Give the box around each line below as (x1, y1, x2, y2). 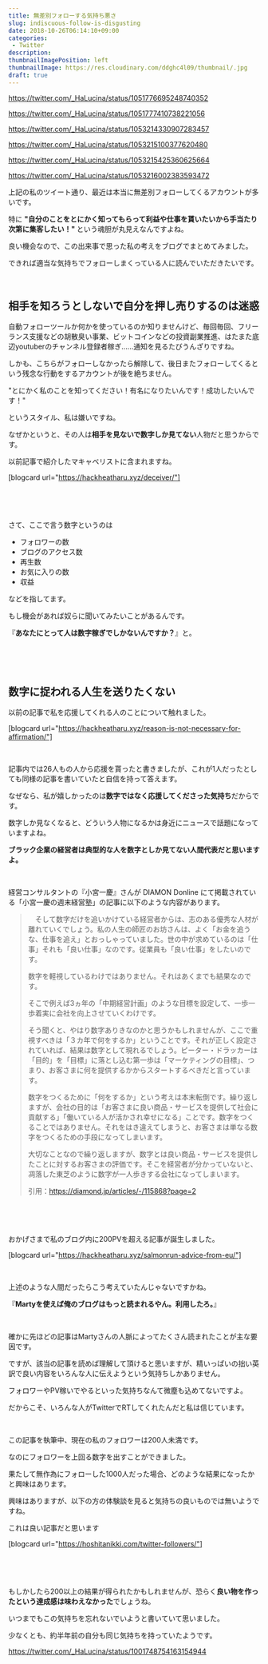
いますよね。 (8, 828, 50, 838)
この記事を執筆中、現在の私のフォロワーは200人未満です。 (8, 1435, 203, 1445)
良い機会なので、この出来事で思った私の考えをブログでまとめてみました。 (8, 241, 253, 250)
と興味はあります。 (8, 1479, 71, 1489)
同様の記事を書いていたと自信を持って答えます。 (22, 774, 182, 784)
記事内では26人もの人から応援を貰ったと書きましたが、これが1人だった (8, 764, 243, 774)
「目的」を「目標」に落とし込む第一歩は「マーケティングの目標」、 (27, 1055, 248, 1065)
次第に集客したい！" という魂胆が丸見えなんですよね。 (8, 224, 189, 233)
